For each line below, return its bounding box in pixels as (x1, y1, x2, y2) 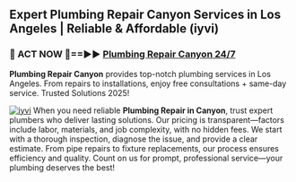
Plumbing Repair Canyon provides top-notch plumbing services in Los (9, 68, 272, 79)
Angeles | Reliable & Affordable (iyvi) (9, 22, 220, 37)
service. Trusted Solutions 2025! (9, 87, 130, 98)
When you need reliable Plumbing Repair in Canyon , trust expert (32, 105, 274, 116)
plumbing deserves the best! (9, 161, 115, 173)
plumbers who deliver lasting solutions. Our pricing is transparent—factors (9, 114, 285, 125)
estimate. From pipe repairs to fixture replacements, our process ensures (9, 143, 280, 153)
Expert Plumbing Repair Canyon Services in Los (9, 7, 281, 22)
